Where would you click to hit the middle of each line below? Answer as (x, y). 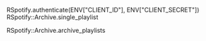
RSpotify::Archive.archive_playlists (56, 30)
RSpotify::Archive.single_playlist (53, 17)
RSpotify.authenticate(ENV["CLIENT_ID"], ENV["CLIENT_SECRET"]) (103, 10)
